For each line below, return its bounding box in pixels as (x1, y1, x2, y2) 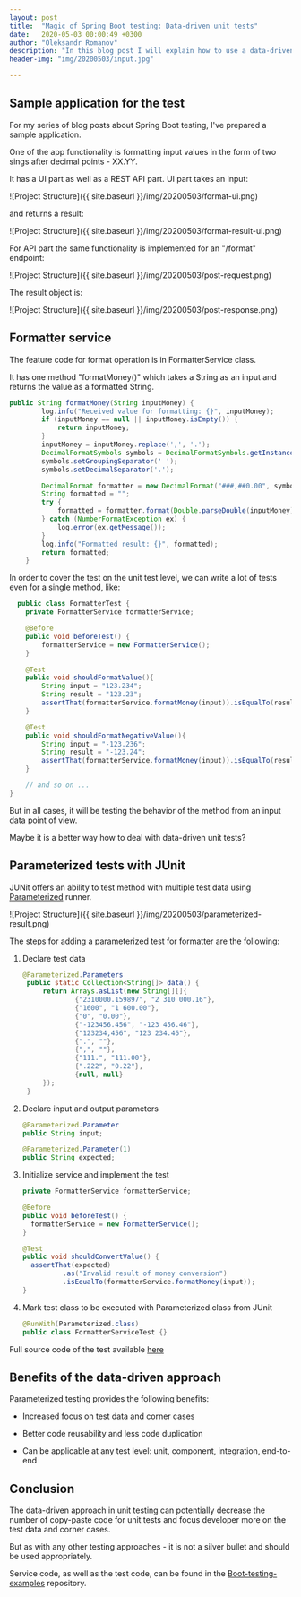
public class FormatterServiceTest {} (21, 1327, 168, 1336)
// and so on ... (25, 781, 90, 790)
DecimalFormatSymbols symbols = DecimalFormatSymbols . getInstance (41, 448, 295, 457)
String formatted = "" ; (41, 489, 130, 498)
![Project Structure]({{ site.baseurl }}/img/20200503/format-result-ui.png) (9, 225, 282, 236)
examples (9, 1578, 46, 1589)
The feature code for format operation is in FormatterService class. (9, 354, 257, 365)
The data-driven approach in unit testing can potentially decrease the (9, 1505, 266, 1515)
